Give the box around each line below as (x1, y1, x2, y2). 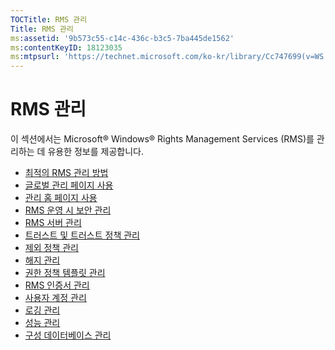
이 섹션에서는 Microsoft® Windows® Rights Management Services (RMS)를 (10, 133, 315, 145)
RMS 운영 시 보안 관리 (24, 204, 112, 216)
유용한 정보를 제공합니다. (47, 146, 144, 158)
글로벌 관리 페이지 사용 (24, 179, 114, 191)
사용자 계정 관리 (24, 292, 87, 304)
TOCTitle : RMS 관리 (10, 14, 88, 25)
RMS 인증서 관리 (24, 279, 90, 291)
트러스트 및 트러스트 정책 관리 (24, 229, 140, 241)
